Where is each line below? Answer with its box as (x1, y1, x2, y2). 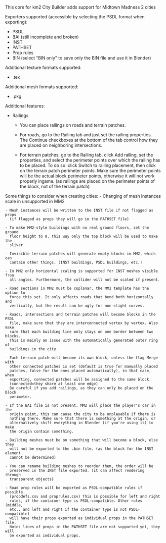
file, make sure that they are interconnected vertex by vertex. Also (9, 321, 158, 326)
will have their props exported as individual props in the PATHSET (9, 516, 154, 521)
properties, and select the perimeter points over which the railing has (19, 157, 161, 163)
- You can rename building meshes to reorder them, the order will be (5, 464, 154, 469)
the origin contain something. (9, 429, 74, 434)
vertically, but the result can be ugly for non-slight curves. (9, 303, 145, 308)
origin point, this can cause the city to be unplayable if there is (9, 412, 156, 417)
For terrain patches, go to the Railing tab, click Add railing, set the (19, 152, 153, 158)
